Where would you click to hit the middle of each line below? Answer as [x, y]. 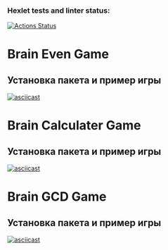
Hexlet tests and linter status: [59, 11]
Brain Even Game [58, 54]
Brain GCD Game [57, 197]
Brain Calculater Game [74, 126]
